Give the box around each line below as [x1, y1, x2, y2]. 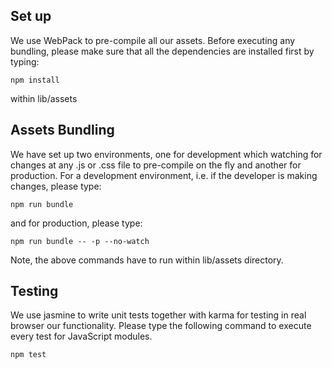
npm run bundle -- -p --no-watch [10, 236, 150, 246]
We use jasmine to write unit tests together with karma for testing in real [10, 309, 307, 321]
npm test [10, 350, 47, 360]
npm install [10, 75, 60, 85]
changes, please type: [10, 180, 102, 192]
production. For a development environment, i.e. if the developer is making [10, 169, 318, 181]
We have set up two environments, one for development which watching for [10, 148, 323, 160]
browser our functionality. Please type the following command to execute [10, 320, 312, 332]
